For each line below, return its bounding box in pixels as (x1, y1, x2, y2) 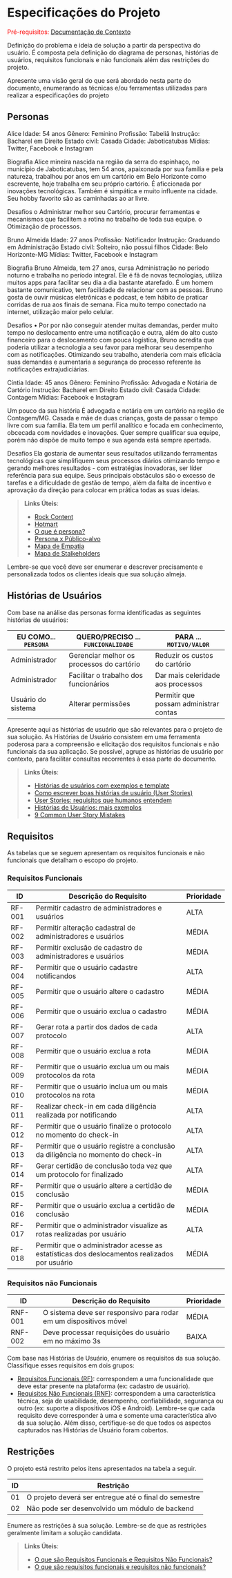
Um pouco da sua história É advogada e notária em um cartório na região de (7, 406, 224, 415)
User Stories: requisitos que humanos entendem (34, 796, 173, 804)
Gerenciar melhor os (68, 650, 135, 660)
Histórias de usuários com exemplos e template (34, 781, 170, 790)
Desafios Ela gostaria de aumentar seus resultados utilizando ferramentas (7, 449, 217, 457)
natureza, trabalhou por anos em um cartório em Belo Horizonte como (7, 172, 207, 180)
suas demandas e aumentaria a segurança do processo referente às (7, 358, 202, 366)
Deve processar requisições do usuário (42, 1327, 171, 1337)
